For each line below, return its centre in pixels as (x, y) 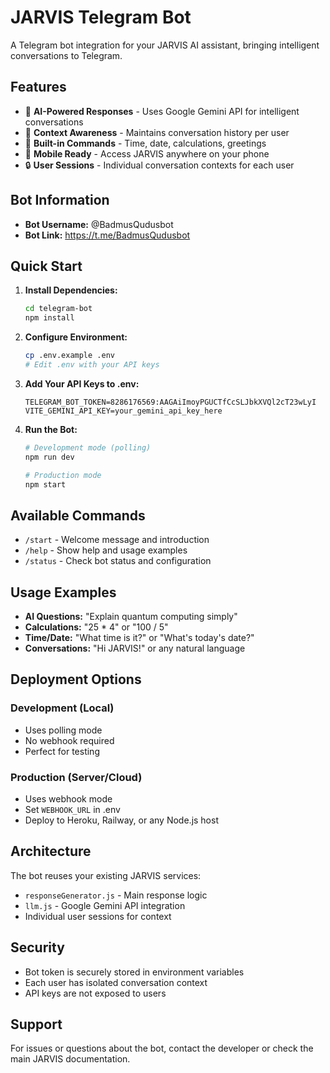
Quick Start (46, 266)
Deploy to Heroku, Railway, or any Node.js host (121, 820)
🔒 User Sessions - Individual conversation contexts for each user (159, 165)
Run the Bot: (51, 429)
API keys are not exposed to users (95, 993)
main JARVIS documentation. (70, 1059)
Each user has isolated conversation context (116, 982)
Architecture (51, 851)
